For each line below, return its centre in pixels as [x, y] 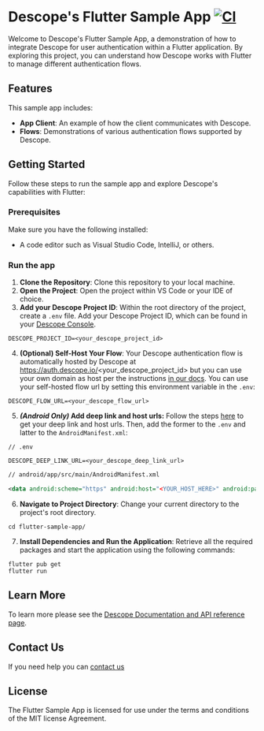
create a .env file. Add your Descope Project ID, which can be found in [133, 316]
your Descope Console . [58, 324]
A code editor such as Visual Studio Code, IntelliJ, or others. [117, 244]
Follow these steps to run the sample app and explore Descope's [113, 183]
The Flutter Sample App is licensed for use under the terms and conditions [129, 710]
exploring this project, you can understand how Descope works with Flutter [130, 55]
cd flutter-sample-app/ [47, 527]
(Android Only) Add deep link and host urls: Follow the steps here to [132, 416]
